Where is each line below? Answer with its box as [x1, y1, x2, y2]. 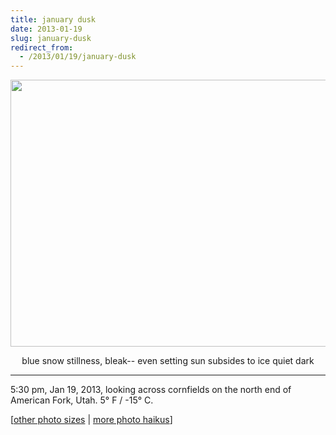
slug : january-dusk [10, 33, 92, 43]
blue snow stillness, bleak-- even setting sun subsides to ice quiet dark [21, 355, 315, 367]
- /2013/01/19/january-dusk [19, 52, 137, 62]
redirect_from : [10, 42, 74, 53]
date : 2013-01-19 [10, 24, 83, 34]
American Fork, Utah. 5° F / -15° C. [10, 394, 154, 406]
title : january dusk [10, 14, 97, 25]
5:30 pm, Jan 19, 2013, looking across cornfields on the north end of [10, 384, 292, 396]
